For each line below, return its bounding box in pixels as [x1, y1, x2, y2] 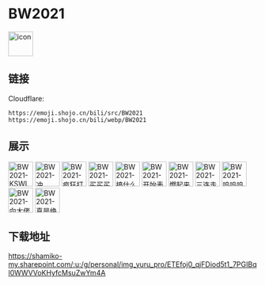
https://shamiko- [8, 251, 62, 261]
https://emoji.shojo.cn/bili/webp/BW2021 [8, 116, 147, 123]
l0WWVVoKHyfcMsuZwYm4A [8, 268, 106, 278]
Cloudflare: [8, 93, 45, 103]
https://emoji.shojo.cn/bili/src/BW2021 [8, 108, 144, 117]
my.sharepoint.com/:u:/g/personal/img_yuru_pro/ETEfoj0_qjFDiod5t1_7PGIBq [8, 260, 257, 269]
